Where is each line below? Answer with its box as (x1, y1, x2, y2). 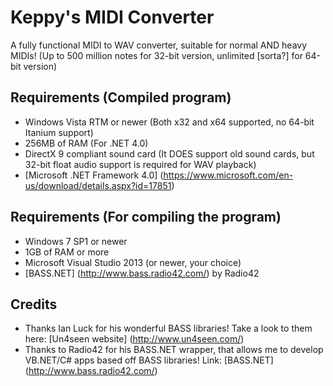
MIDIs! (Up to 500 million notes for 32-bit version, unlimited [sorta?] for (10, 49, 303, 61)
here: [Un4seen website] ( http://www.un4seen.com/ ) (24, 333, 245, 345)
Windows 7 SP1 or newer (24, 235, 128, 247)
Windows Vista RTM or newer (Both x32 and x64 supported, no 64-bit (24, 116, 315, 128)
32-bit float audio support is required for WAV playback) (24, 158, 257, 170)
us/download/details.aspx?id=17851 (24, 179, 172, 191)
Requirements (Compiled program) (10, 89, 232, 106)
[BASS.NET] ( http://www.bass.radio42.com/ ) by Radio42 (24, 267, 260, 279)
